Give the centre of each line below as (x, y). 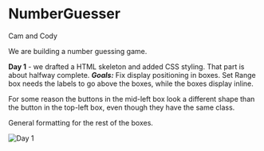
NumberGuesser (65, 14)
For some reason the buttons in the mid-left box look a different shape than (132, 99)
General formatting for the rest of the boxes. (81, 122)
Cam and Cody (33, 36)
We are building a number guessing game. (78, 51)
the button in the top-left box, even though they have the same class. (122, 107)
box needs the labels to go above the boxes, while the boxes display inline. (131, 83)
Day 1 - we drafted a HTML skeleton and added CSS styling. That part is (126, 66)
